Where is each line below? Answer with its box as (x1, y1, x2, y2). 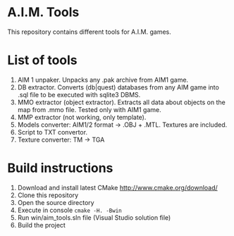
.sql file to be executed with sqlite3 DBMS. (17, 90, 141, 99)
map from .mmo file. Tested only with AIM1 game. (17, 105, 162, 113)
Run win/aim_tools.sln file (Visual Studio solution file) (17, 213, 171, 222)
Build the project (17, 221, 66, 229)
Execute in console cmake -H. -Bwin (17, 206, 122, 214)
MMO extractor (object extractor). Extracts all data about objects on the (17, 98, 226, 106)
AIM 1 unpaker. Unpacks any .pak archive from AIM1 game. (17, 75, 189, 84)
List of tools (7, 52, 78, 68)
